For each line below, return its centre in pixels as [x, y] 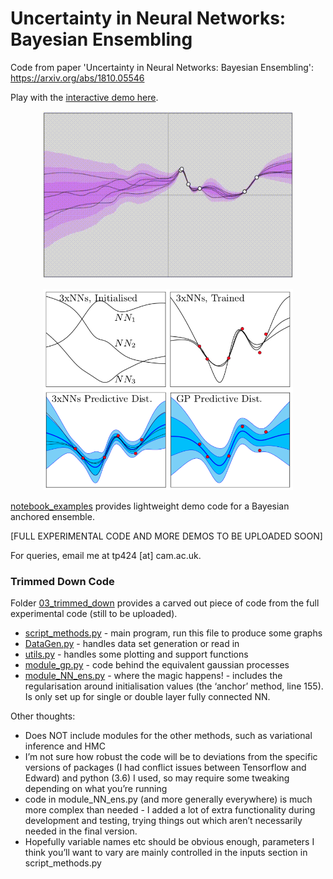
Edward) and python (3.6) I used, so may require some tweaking [157, 778]
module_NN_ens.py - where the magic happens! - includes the [153, 676]
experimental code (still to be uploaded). [94, 614]
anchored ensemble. [52, 517]
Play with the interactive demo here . [84, 97]
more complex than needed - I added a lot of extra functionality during [170, 810]
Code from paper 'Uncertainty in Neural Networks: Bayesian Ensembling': [162, 67]
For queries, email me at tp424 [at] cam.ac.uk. [106, 556]
